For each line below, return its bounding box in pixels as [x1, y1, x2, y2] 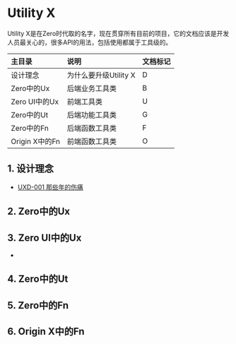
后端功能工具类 [66, 109, 117, 119]
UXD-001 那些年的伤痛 [17, 182, 83, 191]
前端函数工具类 [66, 136, 117, 146]
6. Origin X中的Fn [7, 326, 85, 338]
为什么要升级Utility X [66, 70, 136, 80]
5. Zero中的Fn [7, 299, 69, 312]
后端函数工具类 [66, 123, 117, 133]
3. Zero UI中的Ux [7, 232, 82, 244]
